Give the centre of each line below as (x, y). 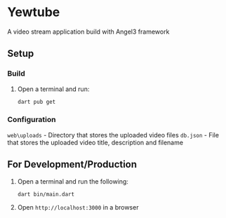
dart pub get (36, 102)
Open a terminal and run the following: (73, 181)
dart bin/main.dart (46, 194)
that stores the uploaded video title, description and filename (95, 142)
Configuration (32, 120)
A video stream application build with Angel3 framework (88, 32)
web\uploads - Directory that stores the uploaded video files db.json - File (113, 135)
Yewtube (34, 12)
